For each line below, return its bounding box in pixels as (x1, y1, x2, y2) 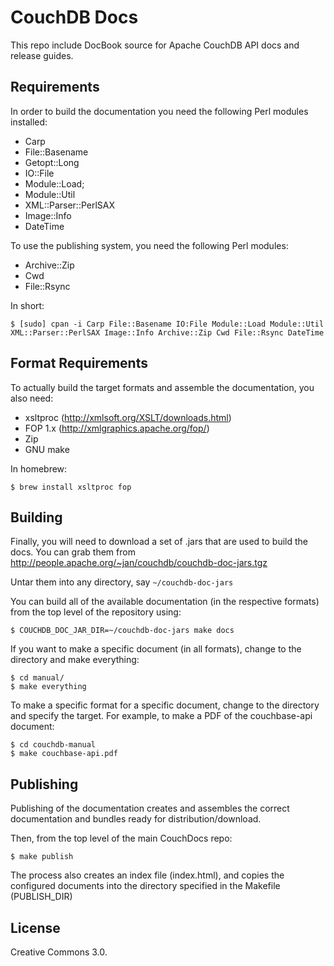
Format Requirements (10, 355, 148, 372)
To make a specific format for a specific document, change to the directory (10, 699, 320, 711)
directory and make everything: (10, 654, 140, 666)
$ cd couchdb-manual (10, 740, 97, 750)
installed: (10, 116, 48, 128)
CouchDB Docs (10, 6, 139, 29)
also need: (10, 392, 54, 404)
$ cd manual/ (10, 673, 65, 683)
